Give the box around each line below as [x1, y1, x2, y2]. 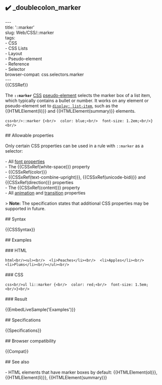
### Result [5, 296, 28, 302]
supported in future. [5, 205, 46, 211]
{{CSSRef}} [5, 82, 29, 88]
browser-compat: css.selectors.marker [5, 71, 84, 77]
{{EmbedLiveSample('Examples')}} [5, 306, 76, 312]
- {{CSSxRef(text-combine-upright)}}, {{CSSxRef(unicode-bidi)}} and [5, 174, 146, 180]
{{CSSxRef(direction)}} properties [5, 179, 74, 185]
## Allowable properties [5, 132, 54, 138]
